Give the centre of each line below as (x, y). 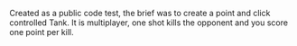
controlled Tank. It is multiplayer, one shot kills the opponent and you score (149, 23)
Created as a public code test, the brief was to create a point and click (140, 13)
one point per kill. (42, 32)
